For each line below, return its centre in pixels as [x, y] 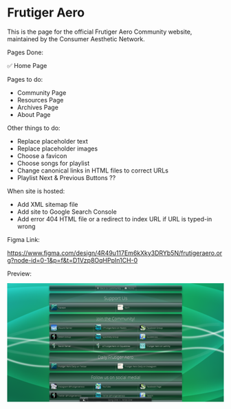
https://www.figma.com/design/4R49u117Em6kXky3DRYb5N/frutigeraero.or [115, 253]
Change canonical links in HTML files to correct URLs [92, 170]
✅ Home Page [27, 65]
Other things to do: [34, 128]
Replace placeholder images [57, 148]
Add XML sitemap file [47, 204]
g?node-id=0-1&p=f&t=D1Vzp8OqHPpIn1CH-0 [73, 260]
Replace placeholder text [52, 141]
